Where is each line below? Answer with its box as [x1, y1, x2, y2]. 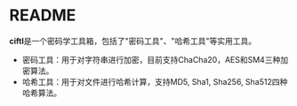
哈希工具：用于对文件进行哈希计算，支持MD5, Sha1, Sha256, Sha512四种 [21, 76, 288, 87]
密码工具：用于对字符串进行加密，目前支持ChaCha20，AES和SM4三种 [21, 54, 281, 64]
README [9, 5, 76, 26]
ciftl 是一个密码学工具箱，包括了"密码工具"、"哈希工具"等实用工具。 [9, 35, 257, 46]
